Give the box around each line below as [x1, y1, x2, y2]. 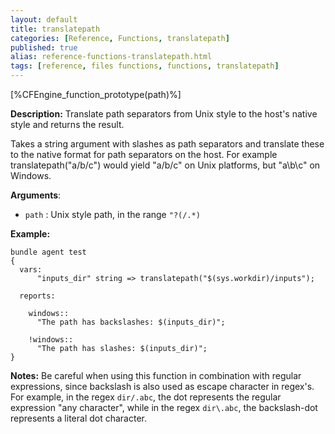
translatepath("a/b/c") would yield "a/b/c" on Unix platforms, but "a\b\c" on [10, 159, 321, 171]
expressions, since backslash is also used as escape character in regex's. [10, 381, 315, 392]
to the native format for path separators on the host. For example [10, 149, 278, 160]
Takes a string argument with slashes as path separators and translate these [10, 138, 325, 150]
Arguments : [10, 189, 62, 201]
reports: [19, 291, 56, 301]
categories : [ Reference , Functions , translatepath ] [10, 33, 230, 43]
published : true [10, 42, 78, 53]
